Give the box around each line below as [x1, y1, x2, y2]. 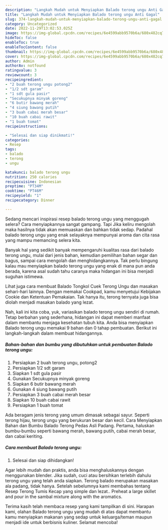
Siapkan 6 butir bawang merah [12, 381, 76, 387]
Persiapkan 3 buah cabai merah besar [12, 391, 91, 397]
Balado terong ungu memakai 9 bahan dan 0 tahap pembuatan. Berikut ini [5, 325, 157, 331]
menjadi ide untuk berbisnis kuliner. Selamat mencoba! [5, 519, 118, 525]
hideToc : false [5, 36, 37, 41]
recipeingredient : [5, 77, 43, 82]
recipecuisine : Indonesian [5, 179, 61, 184]
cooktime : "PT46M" [5, 188, 43, 193]
